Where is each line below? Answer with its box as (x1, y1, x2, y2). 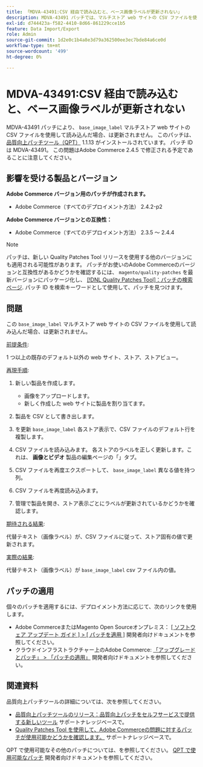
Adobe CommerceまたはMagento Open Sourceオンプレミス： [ (14, 624, 173, 630)
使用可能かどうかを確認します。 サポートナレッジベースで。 (25, 733, 175, 740)
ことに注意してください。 (11, 154, 76, 161)
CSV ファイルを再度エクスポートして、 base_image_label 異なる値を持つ (14, 467, 195, 474)
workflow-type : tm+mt (6, 43, 61, 49)
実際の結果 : (6, 553, 35, 561)
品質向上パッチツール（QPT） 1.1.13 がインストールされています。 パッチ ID (6, 139, 193, 146)
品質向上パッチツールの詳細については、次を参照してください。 (6, 697, 165, 705)
